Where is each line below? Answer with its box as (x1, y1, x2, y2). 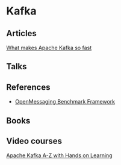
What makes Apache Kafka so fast (6, 44, 92, 51)
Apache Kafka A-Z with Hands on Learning (6, 152, 113, 159)
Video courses (6, 135, 62, 146)
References (6, 82, 51, 92)
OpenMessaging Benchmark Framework (14, 98, 116, 105)
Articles (6, 28, 37, 39)
